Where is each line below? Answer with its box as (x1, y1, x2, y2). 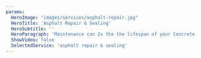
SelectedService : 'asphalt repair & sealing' (11, 43, 128, 49)
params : (5, 8, 25, 15)
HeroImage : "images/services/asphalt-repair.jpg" (11, 14, 138, 21)
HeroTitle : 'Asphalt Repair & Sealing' (11, 20, 112, 26)
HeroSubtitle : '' (11, 25, 55, 32)
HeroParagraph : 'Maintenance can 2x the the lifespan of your (11, 31, 171, 37)
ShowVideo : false (11, 37, 55, 43)
